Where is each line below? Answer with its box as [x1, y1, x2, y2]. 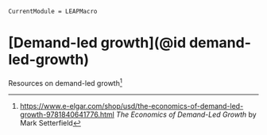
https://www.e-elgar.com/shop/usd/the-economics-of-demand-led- [19, 101, 244, 110]
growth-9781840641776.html [19, 110, 115, 119]
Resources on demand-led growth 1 [8, 76, 123, 87]
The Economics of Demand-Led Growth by [116, 110, 257, 119]
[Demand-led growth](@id [8, 34, 187, 52]
